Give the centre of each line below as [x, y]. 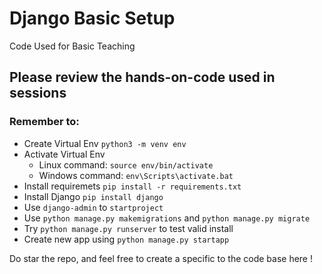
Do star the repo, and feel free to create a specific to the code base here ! [161, 258]
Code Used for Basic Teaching [72, 46]
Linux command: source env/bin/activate [126, 164]
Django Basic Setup [92, 18]
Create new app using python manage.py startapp [126, 239]
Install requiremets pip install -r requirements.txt [132, 186]
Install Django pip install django [93, 196]
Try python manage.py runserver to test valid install [128, 228]
